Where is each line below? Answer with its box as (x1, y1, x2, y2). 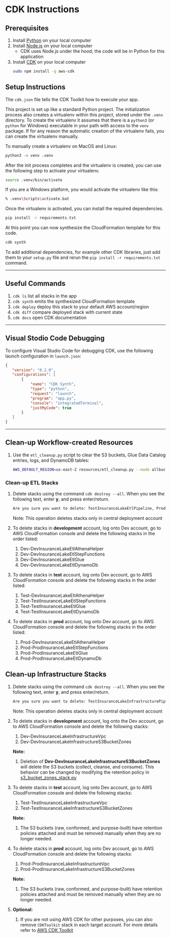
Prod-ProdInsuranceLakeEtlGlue (20, 650, 88, 656)
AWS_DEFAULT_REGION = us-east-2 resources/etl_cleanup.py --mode (12, 467, 150, 472)
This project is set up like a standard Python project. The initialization (5, 106, 150, 112)
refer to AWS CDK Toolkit (20, 927, 73, 933)
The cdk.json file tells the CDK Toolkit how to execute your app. (5, 96, 139, 102)
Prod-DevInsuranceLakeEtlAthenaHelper (20, 639, 106, 645)
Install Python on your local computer (12, 37, 92, 43)
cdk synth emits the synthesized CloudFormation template (12, 298, 135, 304)
